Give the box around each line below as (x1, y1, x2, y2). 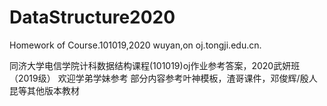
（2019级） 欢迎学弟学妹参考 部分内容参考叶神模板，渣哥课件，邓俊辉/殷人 (9, 72, 318, 84)
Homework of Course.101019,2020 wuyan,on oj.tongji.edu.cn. (9, 39, 262, 51)
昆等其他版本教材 (9, 84, 80, 96)
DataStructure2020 (9, 6, 176, 29)
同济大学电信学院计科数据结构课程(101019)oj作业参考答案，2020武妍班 (9, 59, 301, 71)
